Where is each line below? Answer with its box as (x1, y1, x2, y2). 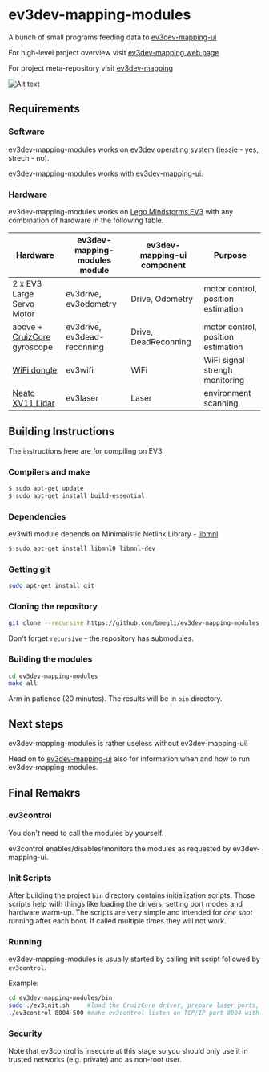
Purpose (213, 249, 247, 260)
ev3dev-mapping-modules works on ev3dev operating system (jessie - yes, (8, 145, 259, 154)
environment (203, 387, 251, 398)
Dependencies (8, 511, 66, 522)
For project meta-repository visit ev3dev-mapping (8, 63, 174, 73)
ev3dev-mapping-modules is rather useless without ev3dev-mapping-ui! (8, 739, 248, 748)
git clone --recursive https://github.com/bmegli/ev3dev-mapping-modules (8, 619, 260, 627)
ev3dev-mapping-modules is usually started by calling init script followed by (8, 954, 260, 964)
